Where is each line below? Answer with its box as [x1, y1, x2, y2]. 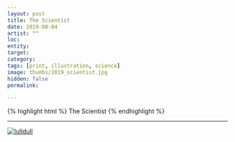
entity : [7, 43, 30, 50]
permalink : [7, 82, 39, 89]
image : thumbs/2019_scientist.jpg [7, 69, 108, 76]
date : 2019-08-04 [7, 23, 58, 30]
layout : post [7, 10, 45, 17]
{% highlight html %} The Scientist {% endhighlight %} [7, 107, 165, 115]
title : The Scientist [7, 17, 71, 24]
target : [7, 50, 30, 57]
